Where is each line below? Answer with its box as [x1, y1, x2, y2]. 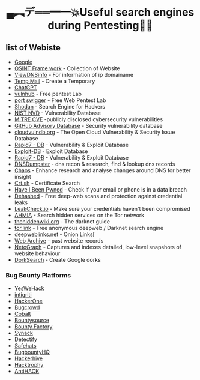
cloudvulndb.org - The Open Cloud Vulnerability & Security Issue [14, 128, 175, 136]
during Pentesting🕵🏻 [47, 19, 154, 32]
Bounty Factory [14, 323, 53, 330]
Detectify [14, 336, 37, 343]
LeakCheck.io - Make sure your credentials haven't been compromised [14, 205, 190, 212]
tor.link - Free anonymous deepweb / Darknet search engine [14, 225, 163, 231]
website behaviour [14, 250, 61, 257]
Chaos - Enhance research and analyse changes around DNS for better [14, 167, 191, 174]
